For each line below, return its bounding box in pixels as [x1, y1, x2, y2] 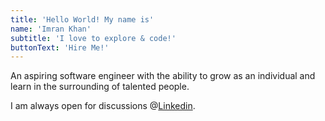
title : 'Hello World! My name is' [10, 14, 155, 25]
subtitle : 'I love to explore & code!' [10, 33, 177, 43]
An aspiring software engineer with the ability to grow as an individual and [10, 70, 316, 82]
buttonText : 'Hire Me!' [10, 42, 110, 53]
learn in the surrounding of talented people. [10, 81, 190, 93]
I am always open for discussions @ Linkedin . [10, 100, 196, 112]
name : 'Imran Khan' [10, 24, 92, 34]
